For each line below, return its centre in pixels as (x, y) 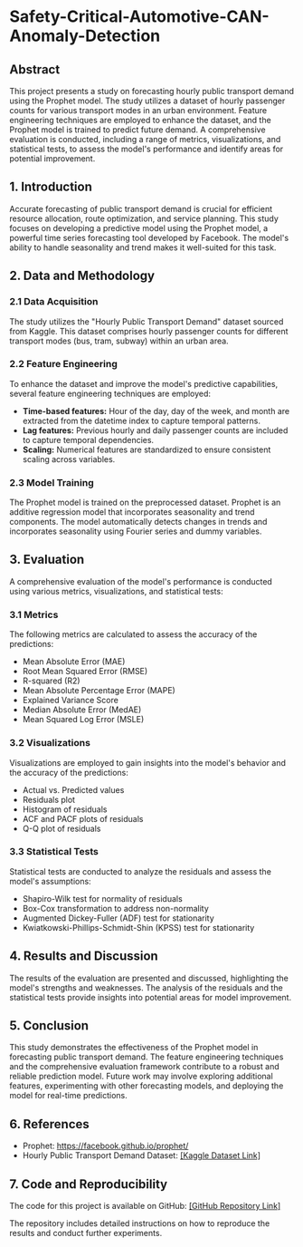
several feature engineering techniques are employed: (110, 393)
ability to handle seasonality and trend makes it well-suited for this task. (143, 247)
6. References (50, 1124)
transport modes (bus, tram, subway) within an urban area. (119, 341)
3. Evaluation (47, 560)
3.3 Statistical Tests (54, 852)
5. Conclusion (49, 1025)
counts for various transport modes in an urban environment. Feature (138, 110)
